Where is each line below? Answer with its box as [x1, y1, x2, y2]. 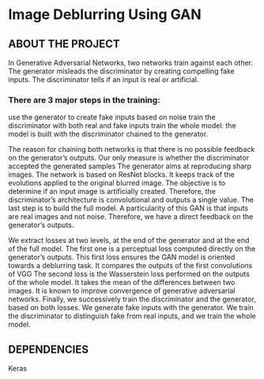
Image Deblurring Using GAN [8, 6, 202, 24]
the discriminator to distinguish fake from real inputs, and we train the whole [8, 311, 257, 321]
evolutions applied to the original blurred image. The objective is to [8, 178, 226, 188]
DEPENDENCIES [8, 343, 89, 356]
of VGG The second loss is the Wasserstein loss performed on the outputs [8, 269, 251, 279]
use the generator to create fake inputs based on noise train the [8, 112, 216, 122]
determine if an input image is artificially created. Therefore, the [8, 187, 216, 196]
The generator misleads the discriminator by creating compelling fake [8, 66, 235, 76]
